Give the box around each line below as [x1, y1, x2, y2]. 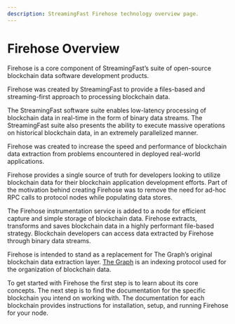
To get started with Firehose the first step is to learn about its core [7, 278, 199, 287]
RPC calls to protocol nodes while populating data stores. [7, 193, 173, 201]
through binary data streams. [7, 236, 91, 245]
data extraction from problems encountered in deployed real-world [7, 149, 201, 158]
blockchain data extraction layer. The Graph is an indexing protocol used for [7, 257, 227, 266]
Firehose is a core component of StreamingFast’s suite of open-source [7, 64, 212, 72]
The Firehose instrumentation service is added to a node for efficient [7, 207, 206, 215]
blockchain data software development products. [7, 71, 149, 79]
